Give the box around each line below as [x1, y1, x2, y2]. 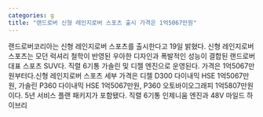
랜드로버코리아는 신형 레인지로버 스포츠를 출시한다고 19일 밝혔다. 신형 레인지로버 [8, 41, 254, 51]
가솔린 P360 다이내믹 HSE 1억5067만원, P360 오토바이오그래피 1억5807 [18, 80, 241, 90]
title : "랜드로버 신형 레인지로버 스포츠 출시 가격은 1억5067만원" [8, 19, 197, 27]
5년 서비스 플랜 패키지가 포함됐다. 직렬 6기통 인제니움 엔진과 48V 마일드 [24, 90, 246, 100]
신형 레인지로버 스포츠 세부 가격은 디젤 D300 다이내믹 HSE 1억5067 [35, 71, 243, 80]
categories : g [8, 11, 55, 20]
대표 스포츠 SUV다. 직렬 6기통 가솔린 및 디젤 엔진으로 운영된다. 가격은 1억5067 [8, 60, 249, 71]
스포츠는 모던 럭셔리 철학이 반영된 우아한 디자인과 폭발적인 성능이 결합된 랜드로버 [8, 51, 256, 60]
